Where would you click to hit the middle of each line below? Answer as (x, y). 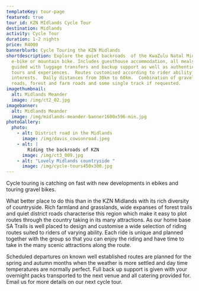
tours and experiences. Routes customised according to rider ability (102, 72)
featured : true (25, 17)
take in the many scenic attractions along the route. (69, 245)
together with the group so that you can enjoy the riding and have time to (95, 239)
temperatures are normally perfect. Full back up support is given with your (97, 269)
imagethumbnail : (26, 89)
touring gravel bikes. (31, 189)
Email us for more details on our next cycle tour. (64, 282)
